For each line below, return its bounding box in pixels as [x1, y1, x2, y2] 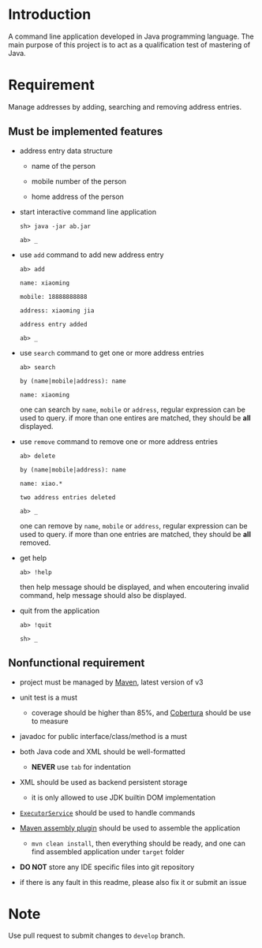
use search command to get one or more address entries [19, 348, 204, 357]
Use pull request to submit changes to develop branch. [8, 931, 185, 940]
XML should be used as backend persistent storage [19, 777, 188, 786]
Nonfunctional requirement [8, 656, 145, 670]
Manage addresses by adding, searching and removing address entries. [8, 102, 242, 111]
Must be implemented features [8, 125, 163, 139]
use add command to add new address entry [19, 250, 164, 259]
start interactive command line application [19, 207, 156, 216]
